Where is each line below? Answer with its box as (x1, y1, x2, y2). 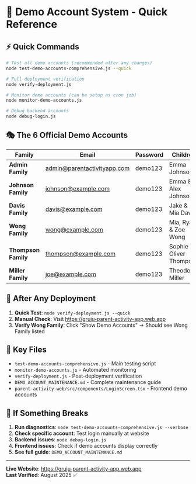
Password (135, 150, 164, 158)
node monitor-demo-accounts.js (6, 98, 82, 103)
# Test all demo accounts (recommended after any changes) (6, 60, 153, 66)
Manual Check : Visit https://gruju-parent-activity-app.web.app (14, 315, 166, 322)
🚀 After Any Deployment (6, 293, 96, 303)
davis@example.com (45, 205, 103, 213)
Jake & (169, 201, 188, 209)
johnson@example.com (45, 184, 110, 192)
